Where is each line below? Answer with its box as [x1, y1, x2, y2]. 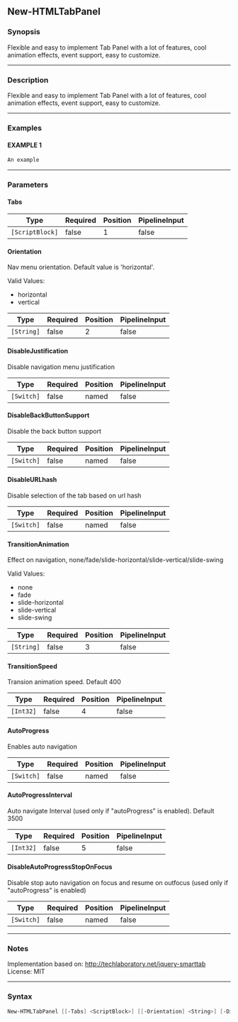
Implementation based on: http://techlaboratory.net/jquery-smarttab [7, 960, 206, 968]
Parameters [7, 180, 48, 189]
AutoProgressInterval [7, 791, 73, 799]
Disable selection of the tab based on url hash [7, 491, 142, 500]
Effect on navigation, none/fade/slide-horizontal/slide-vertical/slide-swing [7, 556, 224, 564]
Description [7, 75, 49, 84]
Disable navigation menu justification [7, 362, 115, 371]
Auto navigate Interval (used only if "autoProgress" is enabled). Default [7, 806, 215, 815]
